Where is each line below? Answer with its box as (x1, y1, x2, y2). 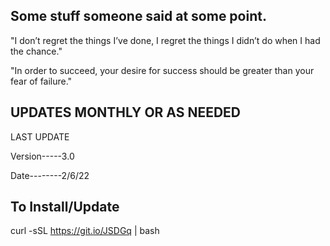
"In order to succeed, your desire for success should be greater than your (10, 64, 315, 76)
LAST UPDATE (10, 130, 70, 143)
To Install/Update (10, 199, 120, 216)
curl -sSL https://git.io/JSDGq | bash (10, 225, 160, 237)
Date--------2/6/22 (10, 169, 90, 181)
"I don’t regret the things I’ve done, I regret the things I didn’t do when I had (10, 34, 321, 46)
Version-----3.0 (10, 150, 75, 162)
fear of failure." (10, 75, 73, 87)
